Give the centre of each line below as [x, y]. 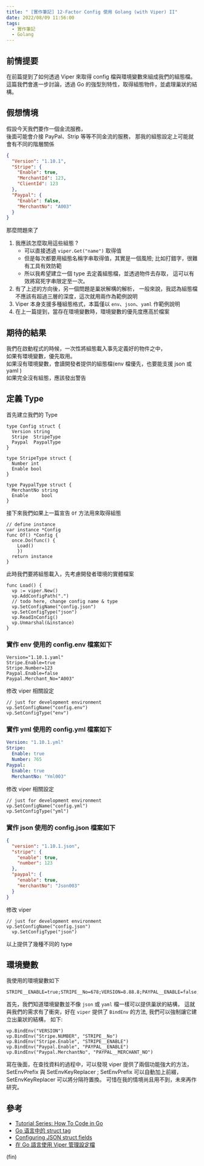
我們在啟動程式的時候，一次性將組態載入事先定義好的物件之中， [86, 348]
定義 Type [25, 399]
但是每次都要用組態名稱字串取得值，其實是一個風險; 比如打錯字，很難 [111, 258]
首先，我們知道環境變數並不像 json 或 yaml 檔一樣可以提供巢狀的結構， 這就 [101, 1004]
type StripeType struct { [39, 458]
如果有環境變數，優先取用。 [41, 356]
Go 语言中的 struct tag [43, 1131]
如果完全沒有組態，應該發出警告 [46, 378]
